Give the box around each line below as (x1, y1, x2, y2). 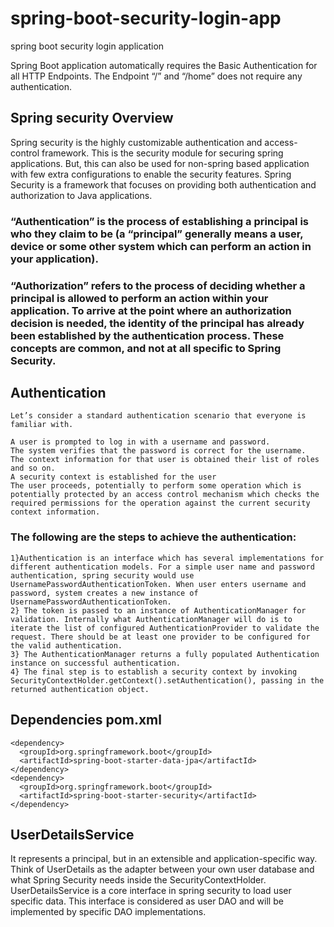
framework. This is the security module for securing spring (41, 147, 284, 159)
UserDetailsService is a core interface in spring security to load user (10, 885, 292, 897)
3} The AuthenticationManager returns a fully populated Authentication (10, 649, 320, 659)
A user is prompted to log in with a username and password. (10, 437, 271, 447)
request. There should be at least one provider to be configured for (10, 632, 311, 642)
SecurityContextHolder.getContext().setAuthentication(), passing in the (10, 675, 325, 686)
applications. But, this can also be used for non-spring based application (10, 157, 310, 169)
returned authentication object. (10, 684, 150, 694)
